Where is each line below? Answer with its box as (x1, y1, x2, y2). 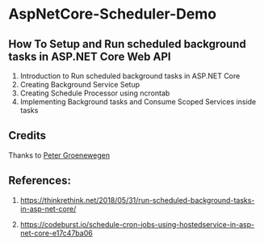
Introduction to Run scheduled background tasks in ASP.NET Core (19, 71, 241, 81)
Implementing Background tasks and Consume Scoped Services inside (19, 97, 257, 106)
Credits (8, 129, 47, 142)
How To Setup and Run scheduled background (8, 37, 246, 51)
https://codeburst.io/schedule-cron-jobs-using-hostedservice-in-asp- (19, 219, 255, 229)
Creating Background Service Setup (19, 80, 140, 89)
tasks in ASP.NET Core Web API (8, 49, 171, 63)
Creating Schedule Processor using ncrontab (19, 88, 170, 98)
